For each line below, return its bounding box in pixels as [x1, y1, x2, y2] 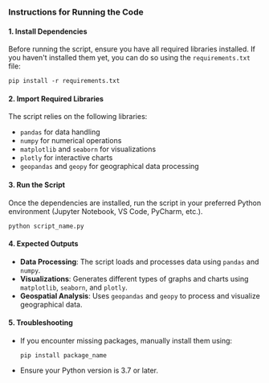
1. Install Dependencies [8, 27, 88, 36]
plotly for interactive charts [19, 153, 113, 163]
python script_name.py [8, 222, 84, 230]
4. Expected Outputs [8, 239, 79, 249]
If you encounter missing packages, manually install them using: [19, 336, 233, 345]
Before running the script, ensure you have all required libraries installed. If [8, 44, 255, 54]
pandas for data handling [19, 127, 100, 137]
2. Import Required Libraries [8, 93, 104, 103]
